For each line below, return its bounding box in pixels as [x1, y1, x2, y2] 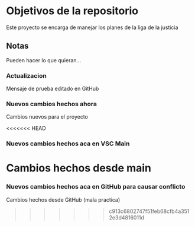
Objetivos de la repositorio [6, 4, 139, 18]
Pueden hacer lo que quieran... [6, 56, 82, 63]
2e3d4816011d [109, 214, 145, 221]
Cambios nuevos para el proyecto [6, 113, 89, 120]
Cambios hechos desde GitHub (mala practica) [6, 196, 121, 203]
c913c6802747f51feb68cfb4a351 [109, 208, 190, 215]
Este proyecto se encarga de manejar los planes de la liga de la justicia [6, 24, 178, 31]
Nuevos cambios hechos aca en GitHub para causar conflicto [6, 183, 186, 191]
